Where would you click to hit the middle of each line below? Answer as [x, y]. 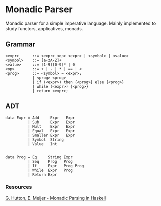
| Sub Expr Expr [51, 122]
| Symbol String [46, 140]
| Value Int [42, 144]
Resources [19, 187]
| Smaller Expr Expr [51, 135]
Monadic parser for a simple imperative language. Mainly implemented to [81, 23]
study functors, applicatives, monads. [44, 28]
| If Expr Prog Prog [56, 166]
